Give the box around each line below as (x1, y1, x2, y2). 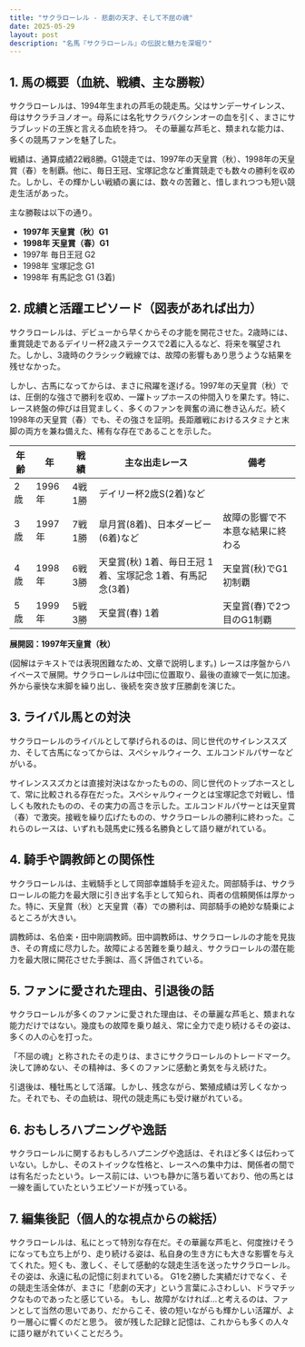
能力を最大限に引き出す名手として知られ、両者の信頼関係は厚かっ (48, 889, 296, 900)
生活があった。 (16, 188, 74, 199)
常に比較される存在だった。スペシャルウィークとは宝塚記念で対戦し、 (25, 788, 288, 799)
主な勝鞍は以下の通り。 (9, 207, 97, 218)
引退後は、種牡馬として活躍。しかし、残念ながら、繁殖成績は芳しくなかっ (9, 1082, 288, 1093)
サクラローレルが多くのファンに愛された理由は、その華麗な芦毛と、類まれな (9, 1009, 296, 1020)
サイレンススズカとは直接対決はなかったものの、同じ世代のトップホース (9, 777, 280, 788)
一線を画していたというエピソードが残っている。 (9, 1182, 192, 1193)
